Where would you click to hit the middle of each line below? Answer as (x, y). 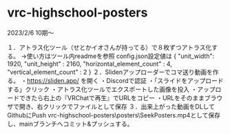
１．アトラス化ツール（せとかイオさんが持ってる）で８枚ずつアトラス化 (109, 47)
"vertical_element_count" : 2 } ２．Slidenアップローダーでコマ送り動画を (110, 72)
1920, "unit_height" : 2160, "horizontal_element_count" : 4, (90, 64)
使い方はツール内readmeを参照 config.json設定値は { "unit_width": (121, 56)
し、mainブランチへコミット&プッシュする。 (70, 124)
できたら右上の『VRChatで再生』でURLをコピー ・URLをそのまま (112, 97)
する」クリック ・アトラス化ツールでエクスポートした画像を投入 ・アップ (111, 89)
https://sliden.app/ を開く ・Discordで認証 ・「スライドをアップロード (125, 80)
